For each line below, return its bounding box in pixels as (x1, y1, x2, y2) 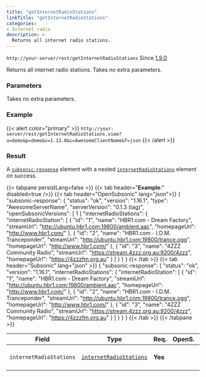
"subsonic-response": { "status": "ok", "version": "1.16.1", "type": (6, 196, 169, 204)
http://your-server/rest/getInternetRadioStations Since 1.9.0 (6, 54, 167, 61)
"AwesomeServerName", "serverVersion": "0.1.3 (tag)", (6, 203, 144, 211)
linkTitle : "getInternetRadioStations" (6, 15, 109, 21)
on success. (6, 172, 37, 179)
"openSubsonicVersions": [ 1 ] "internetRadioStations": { (6, 209, 148, 217)
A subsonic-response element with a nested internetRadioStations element (6, 165, 197, 173)
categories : (6, 20, 37, 26)
